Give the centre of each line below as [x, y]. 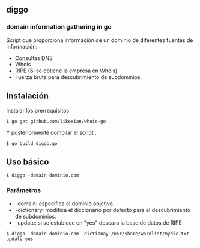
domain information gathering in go [59, 27]
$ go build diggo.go [32, 143]
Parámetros [23, 190]
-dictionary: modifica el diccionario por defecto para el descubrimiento [103, 210]
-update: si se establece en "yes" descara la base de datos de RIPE [98, 223]
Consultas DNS [34, 58]
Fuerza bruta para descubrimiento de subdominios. [78, 77]
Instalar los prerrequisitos [38, 110]
